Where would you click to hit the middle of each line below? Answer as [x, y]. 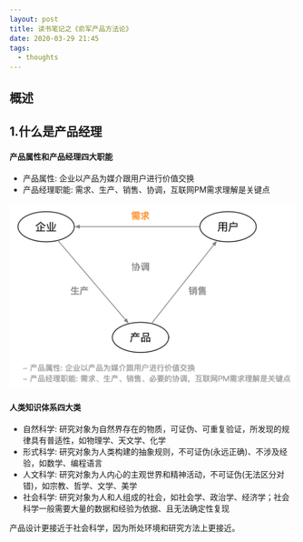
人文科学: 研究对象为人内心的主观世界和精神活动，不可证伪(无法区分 [149, 475]
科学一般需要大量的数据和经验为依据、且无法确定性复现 [126, 508]
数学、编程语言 [74, 463]
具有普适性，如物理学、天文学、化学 [98, 440]
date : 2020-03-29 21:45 [54, 38]
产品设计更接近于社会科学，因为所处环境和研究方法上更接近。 [125, 528]
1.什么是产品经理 [56, 131]
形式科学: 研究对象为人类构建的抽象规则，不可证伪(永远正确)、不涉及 [151, 452]
